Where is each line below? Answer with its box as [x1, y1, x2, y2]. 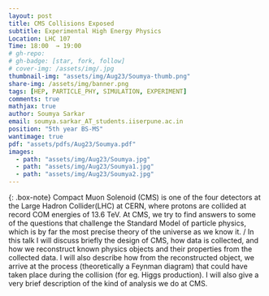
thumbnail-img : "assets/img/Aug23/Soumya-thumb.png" [8, 72, 191, 80]
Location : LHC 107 [8, 34, 71, 43]
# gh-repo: [8, 49, 46, 58]
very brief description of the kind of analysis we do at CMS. [8, 279, 208, 288]
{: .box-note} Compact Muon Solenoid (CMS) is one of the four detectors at [8, 192, 262, 202]
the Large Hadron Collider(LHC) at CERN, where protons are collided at [8, 201, 246, 211]
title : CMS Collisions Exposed [8, 19, 115, 28]
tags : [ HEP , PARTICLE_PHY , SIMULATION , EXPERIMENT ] [8, 87, 187, 96]
